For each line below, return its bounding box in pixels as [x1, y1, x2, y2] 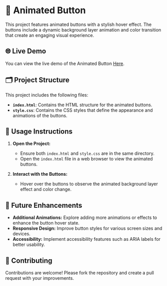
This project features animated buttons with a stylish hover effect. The [5, 21, 152, 27]
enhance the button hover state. [12, 220, 80, 226]
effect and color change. [20, 186, 72, 193]
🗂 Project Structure [5, 76, 70, 84]
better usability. [12, 241, 46, 248]
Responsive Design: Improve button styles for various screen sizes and [12, 226, 163, 232]
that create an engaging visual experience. [5, 32, 95, 38]
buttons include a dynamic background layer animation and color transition [5, 26, 161, 33]
